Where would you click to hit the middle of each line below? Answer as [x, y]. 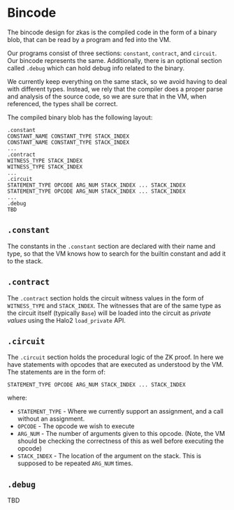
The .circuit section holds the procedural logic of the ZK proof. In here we [116, 357]
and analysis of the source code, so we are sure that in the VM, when [107, 96]
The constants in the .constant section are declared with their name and [111, 246]
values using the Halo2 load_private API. [66, 320]
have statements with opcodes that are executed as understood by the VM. [115, 365]
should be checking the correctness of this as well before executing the [120, 441]
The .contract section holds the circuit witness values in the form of [105, 298]
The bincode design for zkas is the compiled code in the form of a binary [112, 32]
